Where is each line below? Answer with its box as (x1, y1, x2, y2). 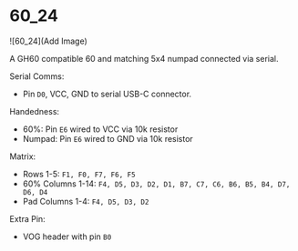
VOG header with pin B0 (22, 231, 112, 242)
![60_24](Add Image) (9, 35, 88, 46)
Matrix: (9, 151, 36, 162)
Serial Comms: (9, 70, 65, 82)
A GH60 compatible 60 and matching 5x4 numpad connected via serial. (9, 53, 280, 64)
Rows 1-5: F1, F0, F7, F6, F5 (22, 168, 136, 179)
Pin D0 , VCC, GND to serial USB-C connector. (22, 88, 192, 99)
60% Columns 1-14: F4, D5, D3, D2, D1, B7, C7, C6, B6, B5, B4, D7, (22, 178, 291, 189)
